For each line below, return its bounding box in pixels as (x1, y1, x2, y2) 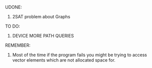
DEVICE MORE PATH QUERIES (12, 33, 74, 38)
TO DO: (5, 23, 21, 29)
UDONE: (5, 4, 22, 10)
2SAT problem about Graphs (12, 14, 71, 19)
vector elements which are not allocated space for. (12, 57, 116, 63)
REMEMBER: (5, 42, 31, 48)
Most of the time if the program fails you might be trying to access (12, 52, 147, 58)
